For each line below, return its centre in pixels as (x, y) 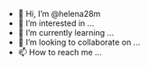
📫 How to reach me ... (60, 52)
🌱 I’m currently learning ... (66, 33)
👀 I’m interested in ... (56, 23)
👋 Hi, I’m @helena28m (59, 14)
